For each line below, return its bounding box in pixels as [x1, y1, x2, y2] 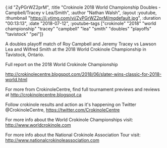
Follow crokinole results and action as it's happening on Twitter [5, 102, 137, 108]
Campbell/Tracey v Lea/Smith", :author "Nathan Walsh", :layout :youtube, [5, 10, 157, 16]
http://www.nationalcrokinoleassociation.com [5, 137, 99, 143]
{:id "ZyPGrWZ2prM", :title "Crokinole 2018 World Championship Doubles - [5, 5, 161, 10]
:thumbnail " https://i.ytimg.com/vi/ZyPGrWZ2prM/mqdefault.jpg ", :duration [5, 15, 161, 21]
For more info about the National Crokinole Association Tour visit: [5, 132, 141, 138]
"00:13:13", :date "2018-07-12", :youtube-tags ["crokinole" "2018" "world [5, 20, 156, 26]
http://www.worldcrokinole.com [5, 122, 71, 128]
